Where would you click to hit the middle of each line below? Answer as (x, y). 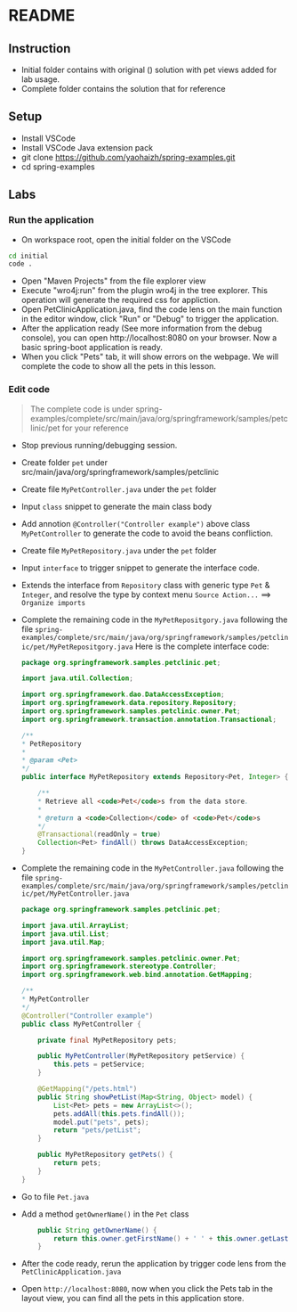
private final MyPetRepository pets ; (108, 1040)
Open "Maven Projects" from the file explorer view (113, 281)
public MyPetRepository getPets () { (105, 1155)
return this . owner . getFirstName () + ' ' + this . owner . (157, 1238)
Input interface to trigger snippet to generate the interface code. (140, 568)
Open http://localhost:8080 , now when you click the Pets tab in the (147, 1289)
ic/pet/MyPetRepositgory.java (77, 647)
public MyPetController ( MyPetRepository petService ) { (141, 1056)
